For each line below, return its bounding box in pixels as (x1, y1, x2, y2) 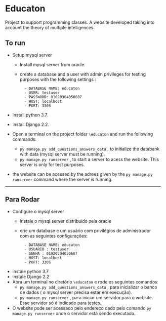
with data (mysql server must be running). (19, 151, 105, 157)
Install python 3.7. (12, 112, 48, 118)
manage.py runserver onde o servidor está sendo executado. (12, 310, 136, 316)
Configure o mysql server (12, 208, 64, 214)
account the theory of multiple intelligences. (5, 24, 95, 30)
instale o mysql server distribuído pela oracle (19, 218, 112, 224)
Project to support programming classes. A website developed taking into (5, 19, 155, 25)
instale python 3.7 (12, 268, 49, 274)
